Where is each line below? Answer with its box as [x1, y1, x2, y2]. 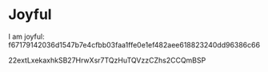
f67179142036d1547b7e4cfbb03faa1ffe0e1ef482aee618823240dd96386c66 [8, 40, 261, 49]
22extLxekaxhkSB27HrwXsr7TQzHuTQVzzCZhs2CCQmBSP [8, 55, 206, 65]
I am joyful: [8, 32, 46, 41]
